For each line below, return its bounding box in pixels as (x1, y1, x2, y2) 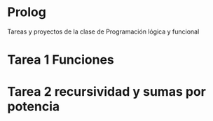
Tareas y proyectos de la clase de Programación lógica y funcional (7, 27, 200, 36)
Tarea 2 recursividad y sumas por (7, 84, 207, 100)
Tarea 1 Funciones (7, 52, 114, 68)
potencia (7, 99, 60, 115)
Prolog (7, 4, 47, 20)
